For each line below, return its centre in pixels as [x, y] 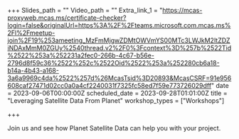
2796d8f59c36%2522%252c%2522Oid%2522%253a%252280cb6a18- [113, 63]
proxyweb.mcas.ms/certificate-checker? [67, 18]
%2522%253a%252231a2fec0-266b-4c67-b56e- [81, 55]
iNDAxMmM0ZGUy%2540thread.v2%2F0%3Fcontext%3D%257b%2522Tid [119, 48]
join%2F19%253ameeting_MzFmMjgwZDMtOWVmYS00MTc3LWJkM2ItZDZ [119, 40]
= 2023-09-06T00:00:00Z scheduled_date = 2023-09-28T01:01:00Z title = [117, 93]
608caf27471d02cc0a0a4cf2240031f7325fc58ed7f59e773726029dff [110, 85]
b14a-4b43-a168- [33, 71]
